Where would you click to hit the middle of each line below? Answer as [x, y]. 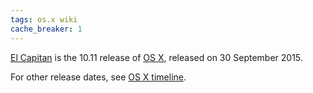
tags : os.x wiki [44, 19]
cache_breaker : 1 [46, 29]
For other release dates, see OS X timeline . [98, 77]
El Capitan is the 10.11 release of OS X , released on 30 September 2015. [156, 57]
